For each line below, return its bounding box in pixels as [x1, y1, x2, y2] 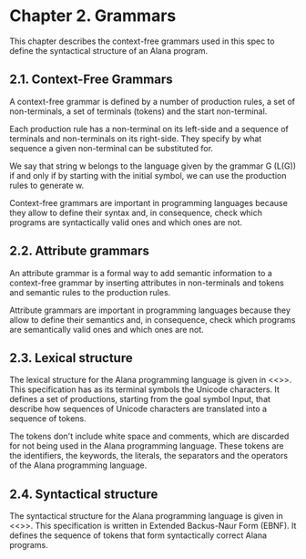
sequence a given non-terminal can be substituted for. [9, 142, 214, 153]
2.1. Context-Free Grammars [9, 72, 173, 88]
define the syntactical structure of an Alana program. [9, 45, 209, 56]
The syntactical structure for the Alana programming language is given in [9, 511, 284, 522]
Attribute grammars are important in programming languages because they [9, 305, 291, 316]
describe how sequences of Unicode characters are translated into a [9, 403, 267, 415]
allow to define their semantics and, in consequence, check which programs [9, 314, 296, 325]
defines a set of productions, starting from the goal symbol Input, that [9, 394, 271, 405]
